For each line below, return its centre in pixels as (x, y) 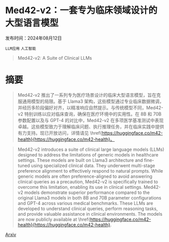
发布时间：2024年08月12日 (34, 38)
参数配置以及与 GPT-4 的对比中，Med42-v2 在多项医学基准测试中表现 (91, 120)
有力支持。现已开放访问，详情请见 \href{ (60, 133)
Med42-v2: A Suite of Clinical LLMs (55, 58)
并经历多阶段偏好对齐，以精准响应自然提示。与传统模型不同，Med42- (90, 107)
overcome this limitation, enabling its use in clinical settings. (80, 187)
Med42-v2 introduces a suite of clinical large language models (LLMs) (91, 149)
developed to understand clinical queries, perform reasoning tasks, (88, 209)
